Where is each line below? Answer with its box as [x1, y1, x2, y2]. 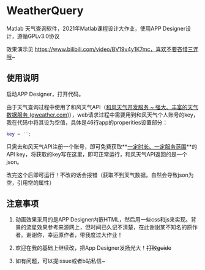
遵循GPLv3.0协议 [17, 32, 60, 40]
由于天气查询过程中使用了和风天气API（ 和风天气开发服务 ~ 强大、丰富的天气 [6, 103, 199, 110]
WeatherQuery [6, 4, 84, 18]
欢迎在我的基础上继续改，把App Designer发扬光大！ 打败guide [15, 244, 171, 252]
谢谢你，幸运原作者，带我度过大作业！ [26, 231, 123, 239]
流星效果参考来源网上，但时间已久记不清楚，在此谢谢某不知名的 [26, 223, 187, 231]
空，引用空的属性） [6, 179, 55, 186]
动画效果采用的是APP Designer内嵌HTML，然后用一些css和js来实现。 [15, 216, 192, 223]
